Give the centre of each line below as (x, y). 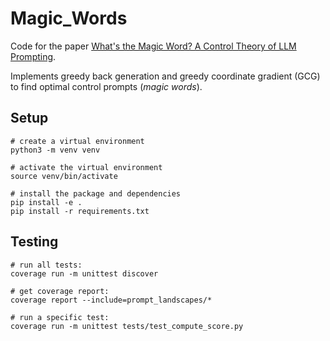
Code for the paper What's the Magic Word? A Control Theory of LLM (153, 46)
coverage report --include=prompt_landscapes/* (111, 300)
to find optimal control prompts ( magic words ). (106, 86)
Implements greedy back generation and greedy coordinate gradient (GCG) (165, 76)
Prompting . (33, 56)
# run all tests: (46, 265)
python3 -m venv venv (55, 150)
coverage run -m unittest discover (84, 273)
